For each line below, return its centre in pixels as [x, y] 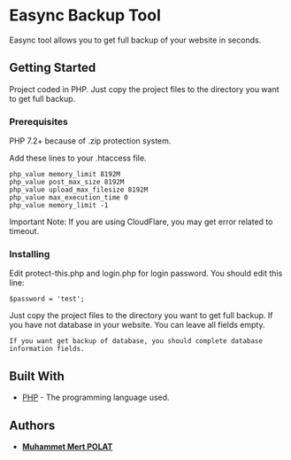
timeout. [24, 231]
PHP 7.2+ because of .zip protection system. [90, 141]
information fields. [47, 349]
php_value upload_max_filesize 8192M [79, 190]
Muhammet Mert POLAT [67, 446]
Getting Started [53, 68]
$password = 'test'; [47, 299]
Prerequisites [38, 121]
